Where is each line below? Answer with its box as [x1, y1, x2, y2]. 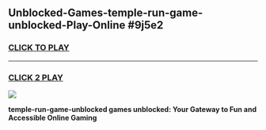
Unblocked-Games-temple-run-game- [8, 6, 203, 20]
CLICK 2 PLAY [8, 72, 63, 83]
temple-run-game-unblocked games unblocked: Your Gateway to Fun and [8, 104, 257, 113]
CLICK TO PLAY [8, 43, 70, 54]
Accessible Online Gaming [8, 113, 97, 122]
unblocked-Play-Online [8, 19, 126, 32]
